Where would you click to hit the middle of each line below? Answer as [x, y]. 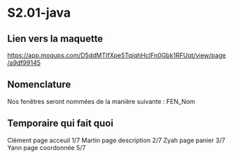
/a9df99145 [24, 63]
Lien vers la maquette [55, 39]
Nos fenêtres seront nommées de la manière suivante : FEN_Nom [101, 101]
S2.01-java [39, 13]
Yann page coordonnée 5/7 [47, 147]
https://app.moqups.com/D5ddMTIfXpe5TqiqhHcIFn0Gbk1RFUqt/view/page [116, 55]
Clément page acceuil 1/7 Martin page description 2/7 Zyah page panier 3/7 [116, 140]
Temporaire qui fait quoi [61, 123]
